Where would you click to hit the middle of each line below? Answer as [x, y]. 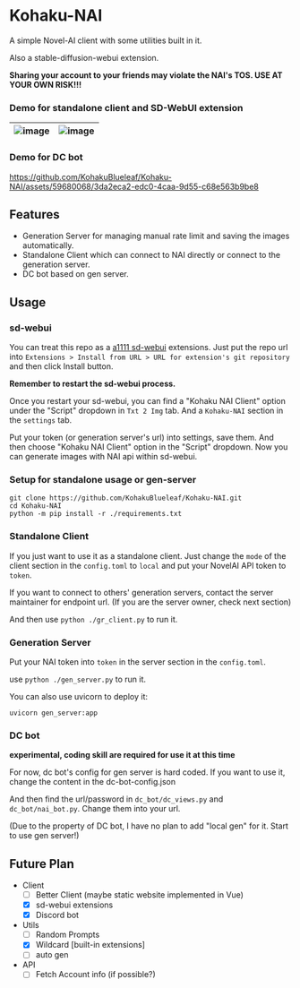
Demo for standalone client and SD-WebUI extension [126, 107]
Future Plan [42, 864]
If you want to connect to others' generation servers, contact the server [141, 592]
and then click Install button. [61, 366]
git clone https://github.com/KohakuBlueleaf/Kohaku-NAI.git [126, 498]
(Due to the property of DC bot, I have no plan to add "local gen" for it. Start [149, 826]
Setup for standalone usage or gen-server [103, 479]
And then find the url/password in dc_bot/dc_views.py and [116, 799]
